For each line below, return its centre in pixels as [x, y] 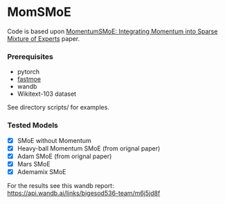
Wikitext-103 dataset [47, 94]
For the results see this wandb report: [61, 185]
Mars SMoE [34, 164]
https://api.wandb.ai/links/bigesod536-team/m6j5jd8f [84, 193]
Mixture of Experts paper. [44, 38]
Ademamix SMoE [42, 171]
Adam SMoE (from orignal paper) [64, 156]
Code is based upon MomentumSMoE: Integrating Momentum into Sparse [112, 31]
